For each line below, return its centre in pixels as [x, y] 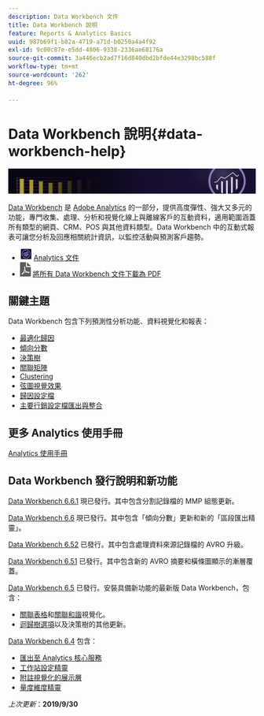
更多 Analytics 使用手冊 [66, 433]
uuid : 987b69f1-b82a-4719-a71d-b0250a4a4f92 [82, 42]
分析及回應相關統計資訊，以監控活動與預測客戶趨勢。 [121, 237]
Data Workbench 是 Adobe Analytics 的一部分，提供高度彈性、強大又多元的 [130, 207]
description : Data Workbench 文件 [64, 17]
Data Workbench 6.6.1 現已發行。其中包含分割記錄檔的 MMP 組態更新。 [123, 502]
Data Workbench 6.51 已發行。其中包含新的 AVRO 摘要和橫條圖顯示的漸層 [127, 561]
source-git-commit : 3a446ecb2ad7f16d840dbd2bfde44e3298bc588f [112, 58]
